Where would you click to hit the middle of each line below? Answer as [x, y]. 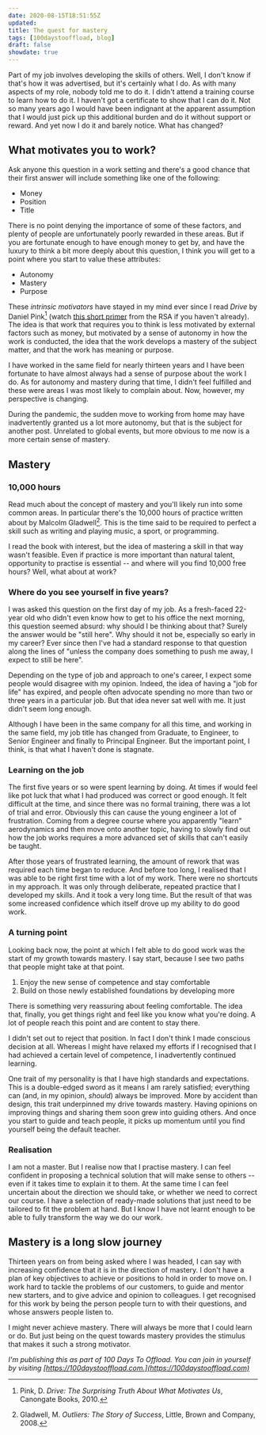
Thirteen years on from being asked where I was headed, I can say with [125, 1261]
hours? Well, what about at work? [63, 571]
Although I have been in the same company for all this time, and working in [130, 724]
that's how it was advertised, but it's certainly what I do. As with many [122, 83]
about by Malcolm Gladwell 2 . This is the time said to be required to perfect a [133, 522]
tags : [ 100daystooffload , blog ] [61, 38]
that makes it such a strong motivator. [70, 1344]
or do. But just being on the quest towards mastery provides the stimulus [127, 1335]
